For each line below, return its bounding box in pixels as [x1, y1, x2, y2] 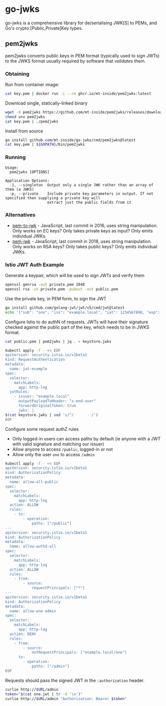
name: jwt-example [9, 366, 48, 371]
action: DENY [9, 631, 37, 637]
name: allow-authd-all [9, 544, 56, 549]
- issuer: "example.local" [14, 394, 70, 399]
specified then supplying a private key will [5, 195, 100, 200]
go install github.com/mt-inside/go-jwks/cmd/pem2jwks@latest [5, 137, 136, 142]
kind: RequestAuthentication [5, 357, 65, 362]
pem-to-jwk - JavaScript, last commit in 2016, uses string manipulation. [12, 222, 158, 229]
